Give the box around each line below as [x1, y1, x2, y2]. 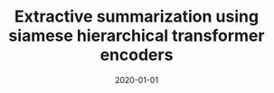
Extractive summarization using [14, 6, 259, 27]
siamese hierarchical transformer [8, 25, 265, 46]
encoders [99, 45, 174, 65]
